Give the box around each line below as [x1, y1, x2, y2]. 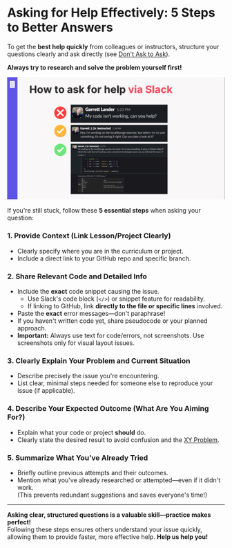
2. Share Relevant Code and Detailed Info [7, 272, 147, 281]
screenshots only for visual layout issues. [17, 339, 135, 347]
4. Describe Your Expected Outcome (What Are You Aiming [7, 404, 209, 414]
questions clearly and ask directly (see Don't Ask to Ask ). [7, 50, 171, 58]
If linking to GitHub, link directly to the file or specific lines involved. [27, 302, 223, 310]
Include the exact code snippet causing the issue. [17, 288, 160, 296]
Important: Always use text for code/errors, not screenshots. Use [17, 331, 204, 340]
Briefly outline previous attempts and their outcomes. [17, 468, 168, 477]
